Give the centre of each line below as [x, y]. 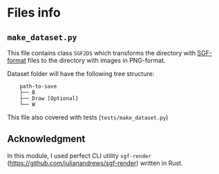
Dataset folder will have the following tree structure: [81, 74]
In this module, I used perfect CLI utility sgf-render [79, 155]
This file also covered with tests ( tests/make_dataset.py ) [88, 117]
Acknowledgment [46, 139]
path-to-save [38, 86]
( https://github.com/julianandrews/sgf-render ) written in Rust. [95, 163]
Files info [34, 13]
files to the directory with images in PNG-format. [96, 60]
